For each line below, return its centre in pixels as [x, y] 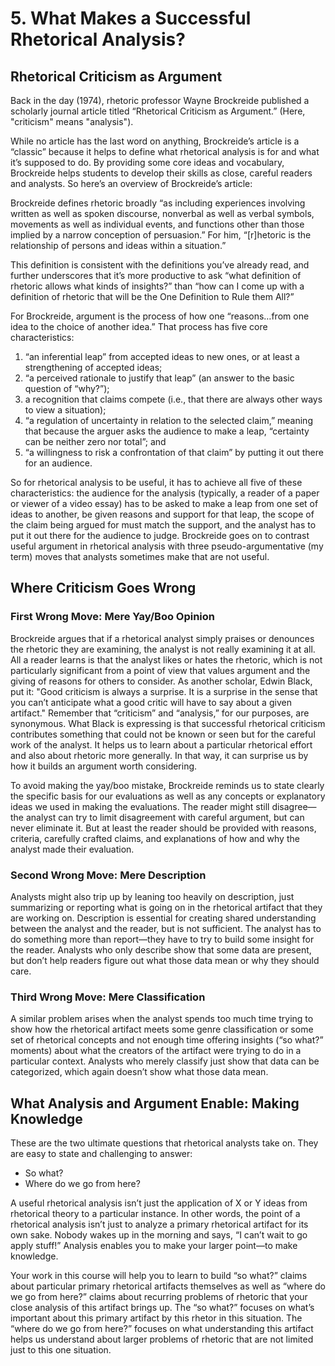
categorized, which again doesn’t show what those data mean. [139, 1072]
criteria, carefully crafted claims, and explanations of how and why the [155, 838]
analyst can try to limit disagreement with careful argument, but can [165, 817]
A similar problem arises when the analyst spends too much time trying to [162, 1019]
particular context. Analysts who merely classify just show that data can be [165, 1061]
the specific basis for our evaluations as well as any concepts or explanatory [168, 796]
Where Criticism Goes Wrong [103, 588]
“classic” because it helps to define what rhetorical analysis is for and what [165, 151]
